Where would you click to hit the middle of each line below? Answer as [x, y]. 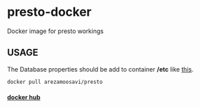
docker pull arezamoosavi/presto [55, 82]
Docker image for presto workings [56, 31]
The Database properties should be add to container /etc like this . [100, 69]
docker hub [24, 98]
